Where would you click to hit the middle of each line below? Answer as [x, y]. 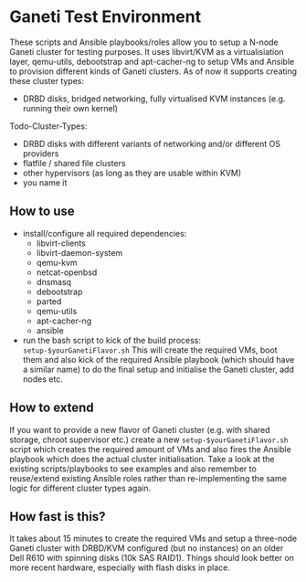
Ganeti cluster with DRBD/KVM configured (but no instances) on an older [147, 548]
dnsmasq [53, 281]
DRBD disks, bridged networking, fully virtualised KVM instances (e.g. [154, 99]
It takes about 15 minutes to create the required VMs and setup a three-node [153, 539]
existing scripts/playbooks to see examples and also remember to [133, 469]
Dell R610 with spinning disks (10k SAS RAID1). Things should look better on [152, 558]
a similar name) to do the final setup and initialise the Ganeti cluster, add [158, 369]
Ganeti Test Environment [106, 17]
